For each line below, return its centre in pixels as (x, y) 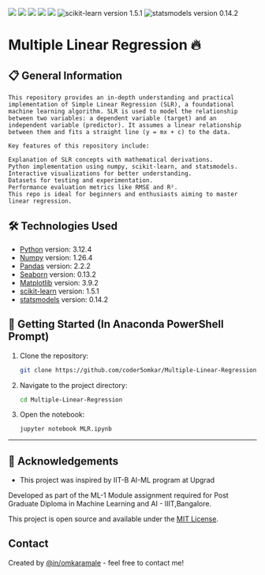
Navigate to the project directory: (73, 385)
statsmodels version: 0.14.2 (64, 299)
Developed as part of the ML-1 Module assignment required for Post (118, 495)
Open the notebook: (52, 415)
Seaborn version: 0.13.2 (58, 274)
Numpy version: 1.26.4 (56, 257)
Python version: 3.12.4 (56, 249)
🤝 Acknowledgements (63, 461)
